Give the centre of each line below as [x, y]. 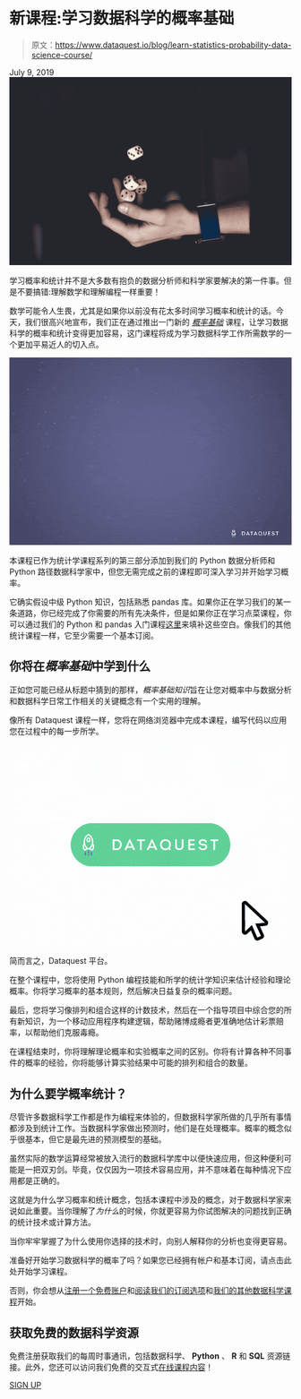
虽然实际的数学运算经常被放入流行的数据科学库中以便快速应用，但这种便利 [146, 1159]
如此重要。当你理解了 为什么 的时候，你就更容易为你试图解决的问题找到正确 [154, 1211]
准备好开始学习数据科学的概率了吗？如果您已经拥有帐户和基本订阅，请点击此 [150, 1260]
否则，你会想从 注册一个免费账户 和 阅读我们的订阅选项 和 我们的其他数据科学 [146, 1291]
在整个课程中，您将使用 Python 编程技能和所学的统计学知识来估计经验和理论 [150, 980]
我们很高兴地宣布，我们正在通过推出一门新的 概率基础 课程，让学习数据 [156, 322]
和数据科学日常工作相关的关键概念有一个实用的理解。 [107, 700]
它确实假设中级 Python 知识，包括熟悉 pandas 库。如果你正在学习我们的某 [146, 602]
